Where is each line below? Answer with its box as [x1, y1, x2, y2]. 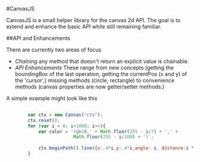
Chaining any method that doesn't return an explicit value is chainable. [14, 58, 189, 65]
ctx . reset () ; [28, 117, 60, 123]
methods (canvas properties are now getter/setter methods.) [14, 83, 165, 90]
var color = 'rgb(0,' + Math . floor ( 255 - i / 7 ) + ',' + [38, 129, 178, 135]
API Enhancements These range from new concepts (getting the [14, 64, 174, 71]
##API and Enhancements [6, 35, 71, 41]
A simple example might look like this [6, 95, 98, 102]
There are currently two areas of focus [6, 46, 102, 53]
